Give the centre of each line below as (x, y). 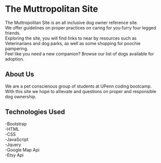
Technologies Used (35, 112)
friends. (13, 33)
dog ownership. (21, 96)
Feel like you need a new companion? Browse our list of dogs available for (80, 54)
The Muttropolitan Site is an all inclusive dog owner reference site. (71, 23)
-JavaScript (17, 139)
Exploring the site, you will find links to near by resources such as (71, 38)
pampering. (17, 48)
